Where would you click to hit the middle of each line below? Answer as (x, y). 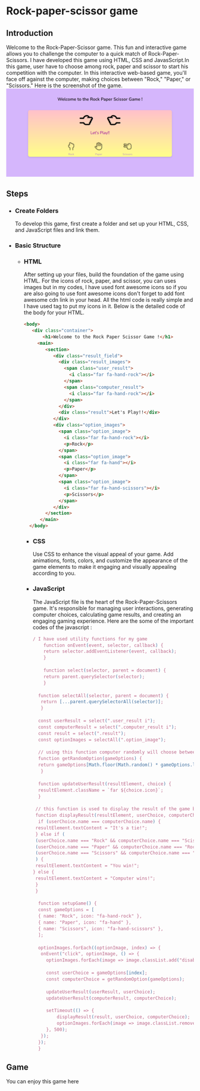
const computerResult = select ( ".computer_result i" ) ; (107, 727)
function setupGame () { (67, 903)
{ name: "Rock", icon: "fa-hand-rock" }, (90, 916)
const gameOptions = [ (66, 910)
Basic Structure (38, 245)
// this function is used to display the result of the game (113, 809)
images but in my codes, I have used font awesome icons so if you (105, 287)
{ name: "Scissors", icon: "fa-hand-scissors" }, (101, 928)
